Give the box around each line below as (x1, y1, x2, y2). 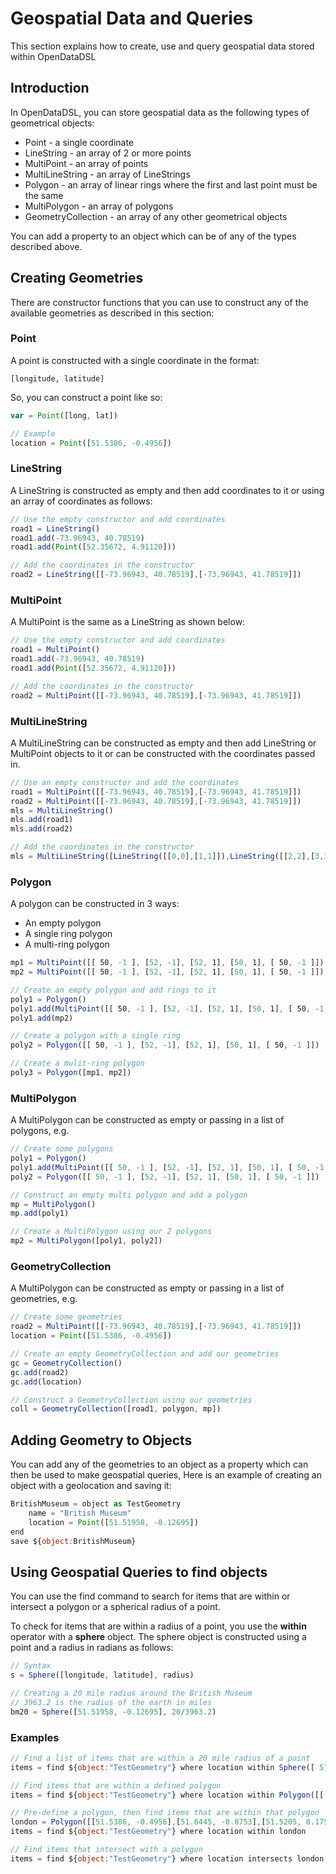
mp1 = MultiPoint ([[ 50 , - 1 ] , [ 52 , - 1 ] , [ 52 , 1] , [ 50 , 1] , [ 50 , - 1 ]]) (10, 958, 325, 968)
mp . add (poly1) (10, 1208, 70, 1219)
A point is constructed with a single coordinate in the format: (10, 354, 260, 366)
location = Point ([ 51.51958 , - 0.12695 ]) (28, 1517, 199, 1527)
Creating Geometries (10, 270, 144, 287)
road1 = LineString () (10, 523, 101, 534)
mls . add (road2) (10, 824, 74, 834)
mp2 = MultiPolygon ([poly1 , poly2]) (10, 1236, 163, 1246)
